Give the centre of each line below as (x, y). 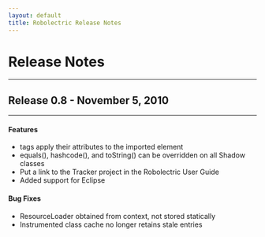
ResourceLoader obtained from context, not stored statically (118, 216)
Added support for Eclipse (62, 180)
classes (32, 164)
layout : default (35, 15)
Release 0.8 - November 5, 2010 (89, 100)
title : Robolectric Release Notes (65, 23)
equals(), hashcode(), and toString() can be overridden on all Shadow (132, 155)
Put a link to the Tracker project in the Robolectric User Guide (119, 172)
